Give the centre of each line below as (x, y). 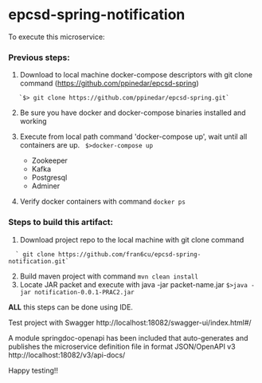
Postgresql (49, 178)
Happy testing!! (33, 370)
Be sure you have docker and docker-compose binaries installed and (133, 113)
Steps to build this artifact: (61, 223)
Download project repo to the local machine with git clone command (132, 239)
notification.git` (39, 261)
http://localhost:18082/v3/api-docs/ (67, 355)
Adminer (46, 186)
